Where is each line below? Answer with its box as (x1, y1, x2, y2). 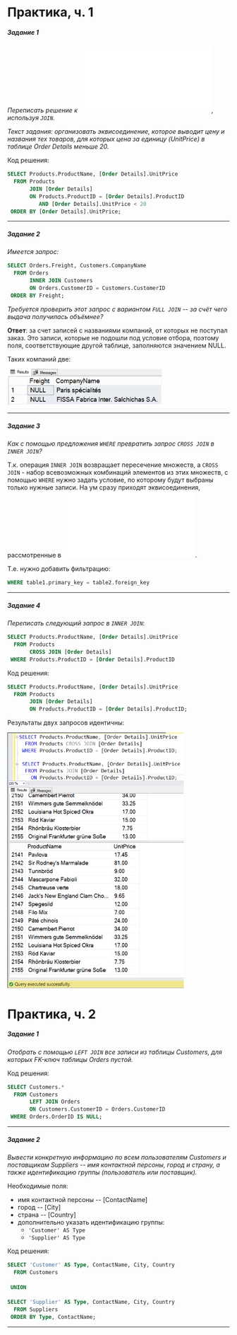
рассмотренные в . (7, 551, 197, 560)
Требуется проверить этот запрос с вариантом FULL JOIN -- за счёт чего (7, 305, 228, 313)
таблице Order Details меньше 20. (7, 142, 109, 151)
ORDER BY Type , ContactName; (10, 1314, 97, 1321)
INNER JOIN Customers (29, 277, 93, 284)
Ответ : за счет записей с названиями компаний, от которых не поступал (7, 326, 228, 335)
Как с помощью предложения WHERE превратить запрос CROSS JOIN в (7, 439, 214, 448)
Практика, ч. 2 (7, 1006, 97, 1022)
